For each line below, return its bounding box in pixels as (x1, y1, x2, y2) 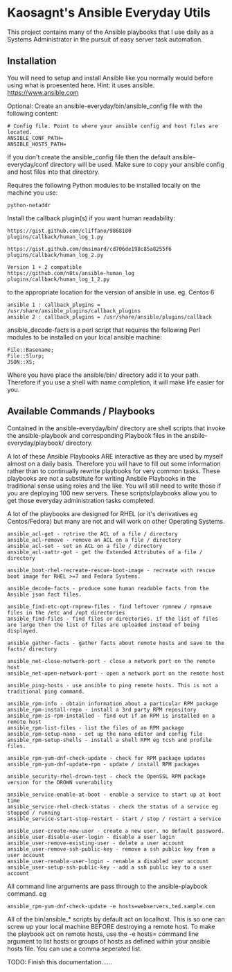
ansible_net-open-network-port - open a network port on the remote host (7, 670, 225, 677)
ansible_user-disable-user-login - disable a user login (7, 833, 175, 840)
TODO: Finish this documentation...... (7, 957, 112, 966)
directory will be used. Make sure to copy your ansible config (49, 160, 225, 168)
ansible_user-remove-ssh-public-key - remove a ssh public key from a (7, 845, 215, 853)
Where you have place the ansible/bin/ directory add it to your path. (7, 371, 201, 379)
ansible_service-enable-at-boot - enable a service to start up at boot (7, 791, 222, 798)
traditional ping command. (7, 688, 85, 695)
